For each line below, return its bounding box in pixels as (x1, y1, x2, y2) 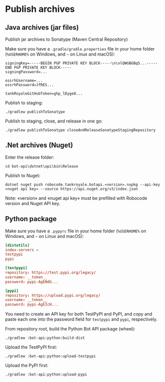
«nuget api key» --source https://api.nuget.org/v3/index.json (5, 186, 138, 191)
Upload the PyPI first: (5, 363, 48, 369)
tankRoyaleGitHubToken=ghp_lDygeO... (5, 91, 83, 96)
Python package (5, 215, 57, 223)
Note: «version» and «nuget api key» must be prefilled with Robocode (5, 195, 147, 201)
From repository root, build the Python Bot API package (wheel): (5, 326, 136, 332)
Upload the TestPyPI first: (5, 344, 57, 350)
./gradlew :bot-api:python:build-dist (5, 335, 85, 340)
